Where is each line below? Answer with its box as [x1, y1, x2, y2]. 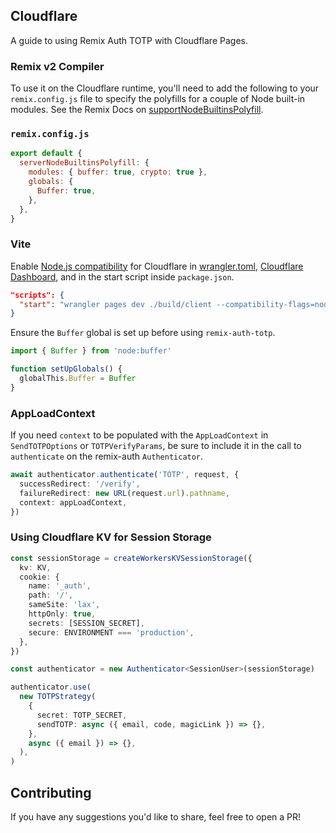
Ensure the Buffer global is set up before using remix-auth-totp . [10, 327, 276, 339]
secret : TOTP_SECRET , [36, 710, 128, 720]
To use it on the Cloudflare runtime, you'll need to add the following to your [10, 82, 320, 94]
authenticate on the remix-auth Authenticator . [10, 450, 204, 463]
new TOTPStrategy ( [19, 692, 97, 702]
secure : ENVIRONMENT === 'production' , [28, 627, 195, 638]
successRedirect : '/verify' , [19, 479, 141, 489]
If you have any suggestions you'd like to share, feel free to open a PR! [10, 810, 302, 823]
